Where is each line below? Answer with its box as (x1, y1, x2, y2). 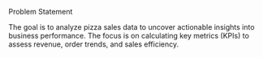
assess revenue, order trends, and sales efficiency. (8, 39, 179, 49)
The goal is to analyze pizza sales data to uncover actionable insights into (8, 22, 255, 31)
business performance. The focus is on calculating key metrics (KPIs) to (8, 31, 250, 40)
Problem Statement (8, 7, 73, 16)
